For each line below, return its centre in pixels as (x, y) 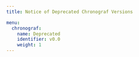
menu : (13, 22)
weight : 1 (29, 45)
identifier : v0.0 (39, 40)
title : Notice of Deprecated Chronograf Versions (70, 12)
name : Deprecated (39, 34)
